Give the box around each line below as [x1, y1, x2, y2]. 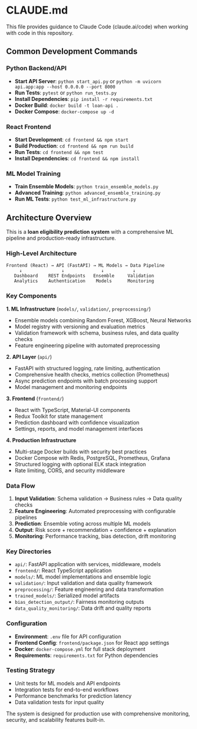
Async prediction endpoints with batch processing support [14, 377, 157, 384]
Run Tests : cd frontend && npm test [14, 148, 104, 155]
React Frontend [6, 122, 51, 130]
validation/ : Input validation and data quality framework [14, 580, 153, 587]
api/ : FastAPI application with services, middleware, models [14, 561, 161, 568]
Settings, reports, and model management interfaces [14, 425, 143, 432]
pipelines [14, 514, 37, 521]
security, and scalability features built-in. [6, 716, 105, 723]
